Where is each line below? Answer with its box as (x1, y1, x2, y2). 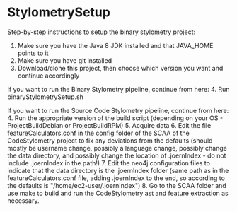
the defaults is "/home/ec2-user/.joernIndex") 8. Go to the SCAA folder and (7, 181, 226, 189)
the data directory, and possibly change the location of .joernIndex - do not (7, 151, 226, 160)
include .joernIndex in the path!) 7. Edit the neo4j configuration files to (7, 158, 211, 167)
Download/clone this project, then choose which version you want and (17, 64, 224, 72)
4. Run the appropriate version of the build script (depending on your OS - (7, 114, 224, 122)
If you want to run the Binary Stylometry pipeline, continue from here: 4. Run (7, 85, 230, 93)
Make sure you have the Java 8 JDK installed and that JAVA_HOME (17, 41, 214, 49)
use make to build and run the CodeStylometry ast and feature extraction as (7, 189, 229, 197)
